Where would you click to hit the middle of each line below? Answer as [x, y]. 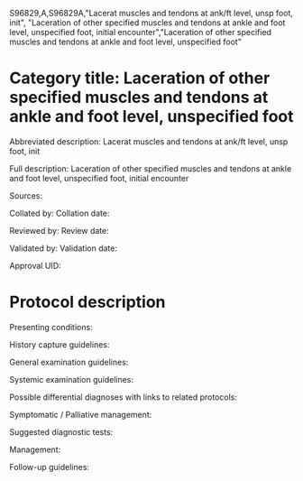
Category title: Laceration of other [140, 78]
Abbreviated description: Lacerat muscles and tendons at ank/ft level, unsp [149, 141]
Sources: [26, 195]
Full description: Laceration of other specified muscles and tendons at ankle [151, 168]
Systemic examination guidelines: [71, 379]
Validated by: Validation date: [63, 248]
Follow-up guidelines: [50, 467]
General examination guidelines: [69, 362]
